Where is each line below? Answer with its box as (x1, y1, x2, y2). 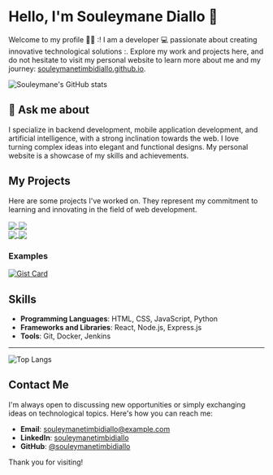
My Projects (8, 174, 71, 188)
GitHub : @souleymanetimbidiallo (19, 441, 131, 451)
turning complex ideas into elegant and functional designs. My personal (8, 142, 249, 151)
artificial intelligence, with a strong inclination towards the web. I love (8, 133, 240, 143)
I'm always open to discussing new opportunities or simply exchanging (8, 399, 246, 409)
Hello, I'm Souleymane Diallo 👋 (8, 7, 219, 26)
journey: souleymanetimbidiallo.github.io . (8, 63, 146, 73)
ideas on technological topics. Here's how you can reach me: (8, 408, 214, 418)
